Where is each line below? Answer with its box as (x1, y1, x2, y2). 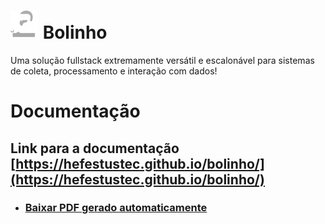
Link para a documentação (10, 140, 180, 157)
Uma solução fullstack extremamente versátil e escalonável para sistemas (10, 54, 315, 66)
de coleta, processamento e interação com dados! (10, 65, 218, 77)
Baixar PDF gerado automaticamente (24, 201, 208, 215)
